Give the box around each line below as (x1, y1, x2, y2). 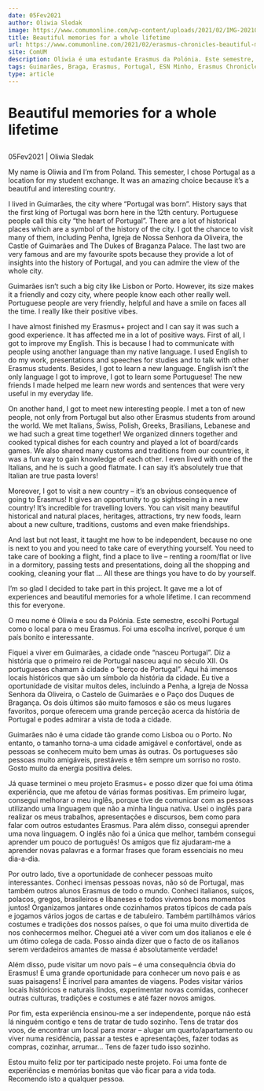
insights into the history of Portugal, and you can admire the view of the (8, 258, 240, 268)
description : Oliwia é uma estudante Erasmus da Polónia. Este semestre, (8, 56, 255, 64)
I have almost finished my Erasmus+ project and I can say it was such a (8, 322, 240, 332)
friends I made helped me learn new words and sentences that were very (8, 380, 245, 390)
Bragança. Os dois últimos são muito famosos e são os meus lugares (8, 698, 232, 707)
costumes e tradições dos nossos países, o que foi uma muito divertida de (8, 919, 249, 930)
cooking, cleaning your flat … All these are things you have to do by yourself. (8, 569, 256, 578)
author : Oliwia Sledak (8, 19, 82, 27)
